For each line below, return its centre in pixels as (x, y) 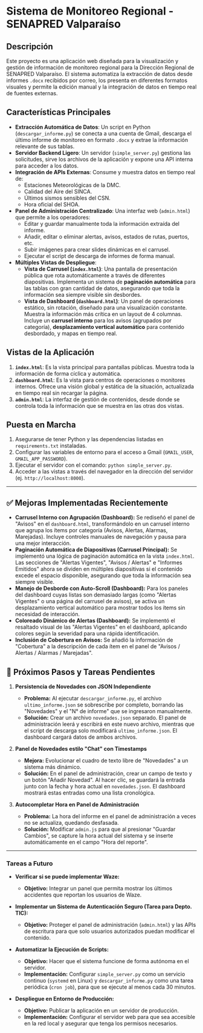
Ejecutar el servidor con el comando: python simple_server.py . (93, 465)
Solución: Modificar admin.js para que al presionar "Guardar (100, 829)
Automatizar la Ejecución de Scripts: (62, 950)
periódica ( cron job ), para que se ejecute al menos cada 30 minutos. (110, 987)
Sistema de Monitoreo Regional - (90, 11)
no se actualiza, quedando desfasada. (71, 823)
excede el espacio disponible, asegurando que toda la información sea (103, 575)
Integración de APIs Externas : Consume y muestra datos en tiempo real (105, 172)
